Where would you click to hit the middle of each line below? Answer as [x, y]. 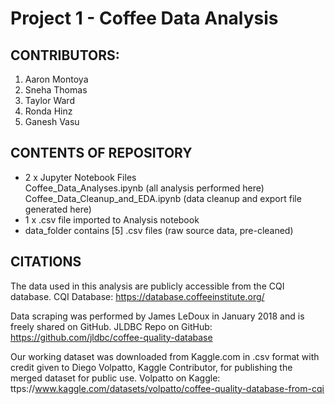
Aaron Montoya [56, 79]
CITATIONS [46, 262]
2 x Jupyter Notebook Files [80, 177]
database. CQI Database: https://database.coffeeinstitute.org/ [137, 296]
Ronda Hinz [48, 111]
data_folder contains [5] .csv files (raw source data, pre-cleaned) [159, 230]
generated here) [58, 209]
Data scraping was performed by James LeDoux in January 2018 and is [157, 316]
